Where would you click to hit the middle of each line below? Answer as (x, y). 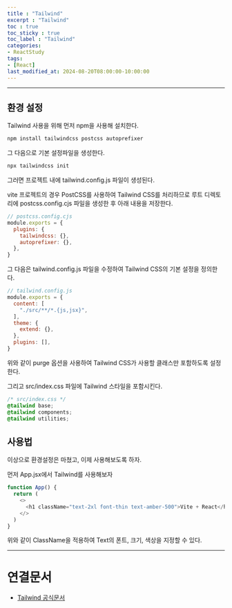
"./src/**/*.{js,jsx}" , (54, 310)
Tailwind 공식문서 (41, 598)
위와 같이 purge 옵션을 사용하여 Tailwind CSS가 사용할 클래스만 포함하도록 (108, 362)
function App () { (32, 488)
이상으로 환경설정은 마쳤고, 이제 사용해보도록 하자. (75, 460)
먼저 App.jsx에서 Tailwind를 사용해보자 (60, 475)
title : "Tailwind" (35, 13)
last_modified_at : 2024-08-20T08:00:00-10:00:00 (78, 71)
